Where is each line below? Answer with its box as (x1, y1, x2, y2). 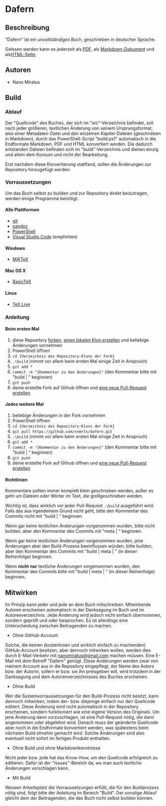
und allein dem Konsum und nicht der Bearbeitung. (5, 151, 109, 157)
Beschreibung (5, 23, 50, 32)
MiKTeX (12, 256, 29, 262)
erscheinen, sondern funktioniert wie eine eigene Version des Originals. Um (5, 708, 160, 715)
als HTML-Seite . (5, 51, 37, 57)
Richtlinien (5, 476, 28, 482)
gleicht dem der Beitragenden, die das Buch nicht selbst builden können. (5, 795, 154, 801)
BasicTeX (12, 279, 31, 285)
